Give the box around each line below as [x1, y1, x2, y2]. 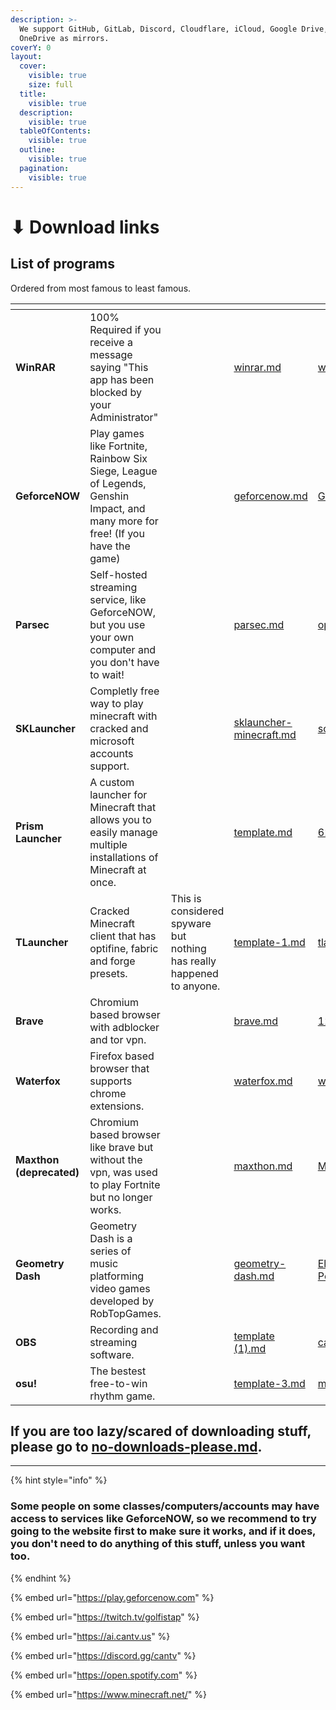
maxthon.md [233, 1159, 293, 1173]
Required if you [89, 322, 162, 336]
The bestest [89, 1364, 147, 1378]
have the [89, 539, 131, 553]
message [89, 347, 133, 361]
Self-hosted [89, 567, 148, 581]
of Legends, [89, 476, 147, 490]
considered [170, 904, 225, 918]
